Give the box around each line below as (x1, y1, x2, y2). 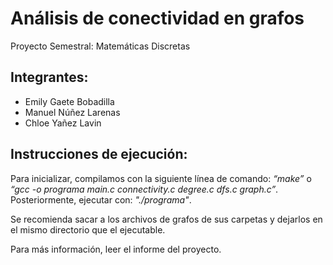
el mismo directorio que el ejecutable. (10, 223, 166, 236)
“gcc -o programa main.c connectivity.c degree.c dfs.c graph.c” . (10, 183, 279, 195)
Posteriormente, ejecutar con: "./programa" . (10, 193, 192, 206)
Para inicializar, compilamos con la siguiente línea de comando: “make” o (10, 172, 312, 184)
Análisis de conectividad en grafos (10, 7, 305, 30)
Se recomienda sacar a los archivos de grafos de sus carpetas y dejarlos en (10, 213, 323, 225)
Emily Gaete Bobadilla (24, 95, 115, 107)
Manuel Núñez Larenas (24, 106, 121, 118)
